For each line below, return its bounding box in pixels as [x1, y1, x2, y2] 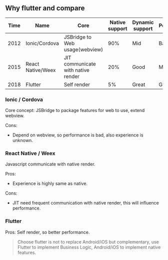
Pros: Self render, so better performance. [5, 229, 90, 235]
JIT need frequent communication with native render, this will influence [12, 200, 159, 206]
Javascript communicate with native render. [5, 161, 96, 167]
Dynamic [132, 18, 154, 25]
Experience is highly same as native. [12, 180, 88, 186]
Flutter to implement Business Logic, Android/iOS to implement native [17, 244, 161, 250]
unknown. [12, 137, 33, 143]
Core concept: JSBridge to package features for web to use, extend [5, 107, 145, 113]
